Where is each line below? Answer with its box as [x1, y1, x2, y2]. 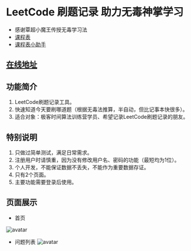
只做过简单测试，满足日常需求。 [14, 149, 93, 156]
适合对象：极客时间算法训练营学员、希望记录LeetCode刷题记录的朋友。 [14, 113, 189, 120]
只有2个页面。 [14, 171, 50, 178]
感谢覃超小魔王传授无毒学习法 [14, 26, 87, 33]
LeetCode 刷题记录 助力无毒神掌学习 [6, 5, 184, 19]
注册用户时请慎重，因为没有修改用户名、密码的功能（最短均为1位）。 [14, 156, 180, 163]
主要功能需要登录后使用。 [14, 178, 77, 185]
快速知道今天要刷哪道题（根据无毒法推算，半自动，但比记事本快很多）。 [14, 106, 188, 113]
